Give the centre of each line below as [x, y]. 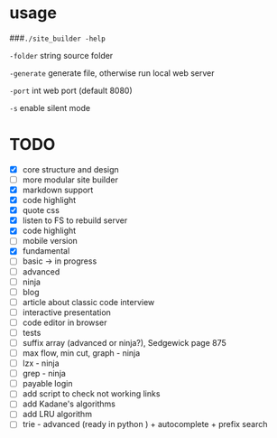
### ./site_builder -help [57, 38]
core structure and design [70, 169]
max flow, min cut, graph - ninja [81, 353]
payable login [47, 384]
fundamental [46, 251]
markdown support [58, 190]
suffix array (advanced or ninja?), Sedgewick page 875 [125, 342]
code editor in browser [65, 322]
